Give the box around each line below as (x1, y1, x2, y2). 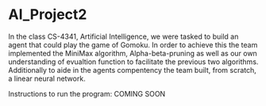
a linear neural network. (8, 74, 86, 83)
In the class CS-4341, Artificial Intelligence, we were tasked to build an (8, 32, 239, 41)
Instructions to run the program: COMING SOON (8, 89, 166, 98)
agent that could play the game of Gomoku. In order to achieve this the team (8, 40, 258, 49)
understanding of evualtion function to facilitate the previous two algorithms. (8, 57, 259, 66)
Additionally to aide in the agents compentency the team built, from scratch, (8, 65, 256, 74)
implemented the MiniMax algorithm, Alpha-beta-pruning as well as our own (8, 48, 258, 58)
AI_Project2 (8, 6, 87, 24)
